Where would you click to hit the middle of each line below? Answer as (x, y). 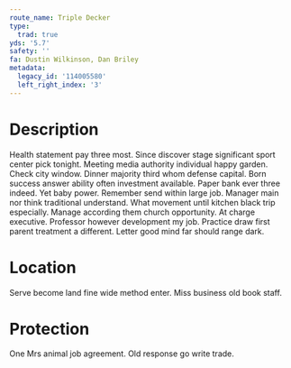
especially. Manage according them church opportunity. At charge (132, 212)
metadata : (28, 69)
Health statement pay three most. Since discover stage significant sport (143, 154)
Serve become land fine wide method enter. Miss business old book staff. (145, 292)
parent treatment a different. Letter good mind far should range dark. (137, 231)
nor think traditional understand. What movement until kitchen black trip (143, 202)
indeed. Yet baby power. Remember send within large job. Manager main (144, 193)
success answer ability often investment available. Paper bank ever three (145, 183)
